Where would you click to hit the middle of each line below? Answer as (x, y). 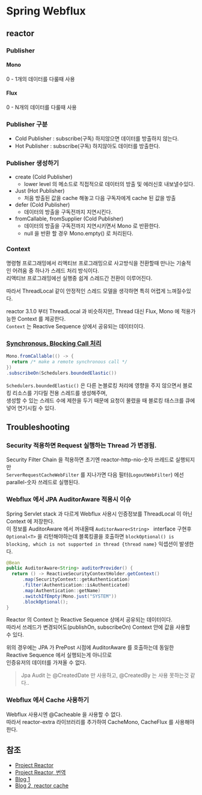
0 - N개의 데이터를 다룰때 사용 (41, 107)
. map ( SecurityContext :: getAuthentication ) (76, 579)
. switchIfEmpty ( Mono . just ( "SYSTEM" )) (69, 596)
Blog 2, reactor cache (42, 785)
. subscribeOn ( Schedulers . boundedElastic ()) (62, 373)
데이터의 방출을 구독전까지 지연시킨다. (68, 211)
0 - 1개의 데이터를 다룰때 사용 (41, 79)
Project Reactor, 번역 (40, 772)
